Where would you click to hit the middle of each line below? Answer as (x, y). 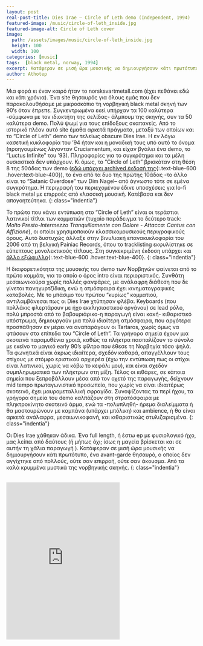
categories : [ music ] (32, 57)
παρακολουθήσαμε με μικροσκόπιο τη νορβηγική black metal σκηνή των (97, 104)
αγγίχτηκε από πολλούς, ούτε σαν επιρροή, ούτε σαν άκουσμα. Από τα (95, 461)
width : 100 (25, 52)
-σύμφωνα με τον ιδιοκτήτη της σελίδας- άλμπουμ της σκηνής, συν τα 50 (99, 117)
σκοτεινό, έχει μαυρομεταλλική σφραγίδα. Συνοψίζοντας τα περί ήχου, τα (100, 391)
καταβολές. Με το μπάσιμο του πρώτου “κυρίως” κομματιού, (82, 295)
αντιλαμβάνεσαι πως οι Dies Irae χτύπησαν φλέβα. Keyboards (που (91, 301)
